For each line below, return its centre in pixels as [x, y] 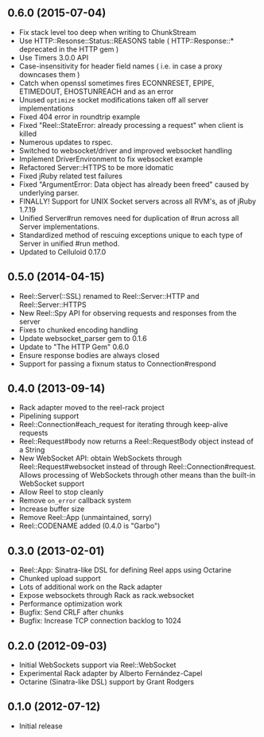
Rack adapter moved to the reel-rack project [91, 408]
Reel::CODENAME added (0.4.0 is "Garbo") [89, 526]
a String [32, 450]
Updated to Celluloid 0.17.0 [62, 252]
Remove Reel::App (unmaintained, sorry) [85, 518]
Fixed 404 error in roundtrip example [80, 116]
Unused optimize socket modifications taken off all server [114, 99]
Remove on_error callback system [75, 501]
